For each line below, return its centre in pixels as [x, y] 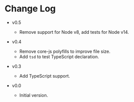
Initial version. [34, 95]
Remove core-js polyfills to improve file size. [65, 51]
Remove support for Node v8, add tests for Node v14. [74, 32]
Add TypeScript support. [45, 76]
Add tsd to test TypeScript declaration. [59, 56]
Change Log [30, 9]
